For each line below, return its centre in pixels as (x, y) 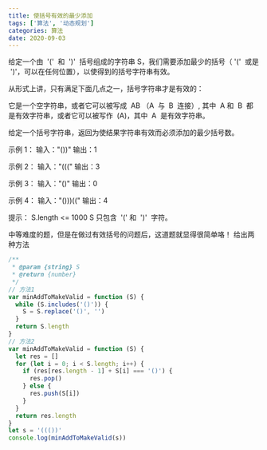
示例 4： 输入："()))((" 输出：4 (58, 201)
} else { (37, 386)
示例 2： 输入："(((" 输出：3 (54, 167)
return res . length (46, 416)
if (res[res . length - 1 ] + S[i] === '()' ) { (98, 371)
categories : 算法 (36, 30)
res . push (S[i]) (55, 393)
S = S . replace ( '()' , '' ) (64, 312)
